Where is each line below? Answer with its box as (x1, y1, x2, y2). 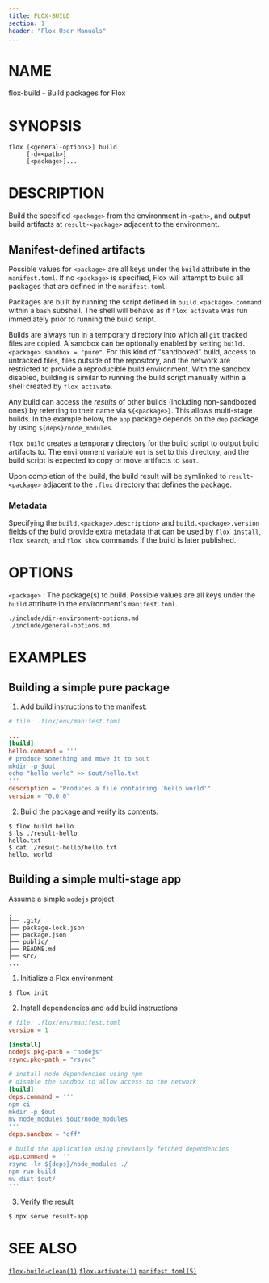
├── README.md (8, 945, 57, 953)
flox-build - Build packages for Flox (8, 88, 126, 98)
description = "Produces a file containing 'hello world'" (8, 785, 212, 793)
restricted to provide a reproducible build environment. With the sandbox (8, 364, 250, 374)
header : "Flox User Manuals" (8, 27, 107, 35)
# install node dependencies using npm (8, 1071, 143, 1079)
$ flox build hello (8, 822, 74, 830)
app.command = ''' (8, 1152, 70, 1160)
